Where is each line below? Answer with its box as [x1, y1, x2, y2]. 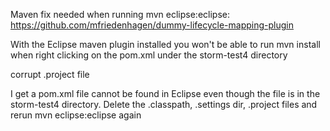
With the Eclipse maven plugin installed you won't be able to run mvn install [10, 39, 321, 50]
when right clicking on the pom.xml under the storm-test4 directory [10, 49, 288, 61]
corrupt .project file [10, 69, 90, 80]
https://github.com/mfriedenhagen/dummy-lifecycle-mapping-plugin [10, 19, 294, 31]
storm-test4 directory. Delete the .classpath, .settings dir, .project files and [10, 99, 318, 110]
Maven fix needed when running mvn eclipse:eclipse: [10, 9, 230, 20]
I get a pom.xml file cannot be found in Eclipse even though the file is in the [10, 88, 321, 99]
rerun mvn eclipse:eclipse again [10, 109, 142, 121]
